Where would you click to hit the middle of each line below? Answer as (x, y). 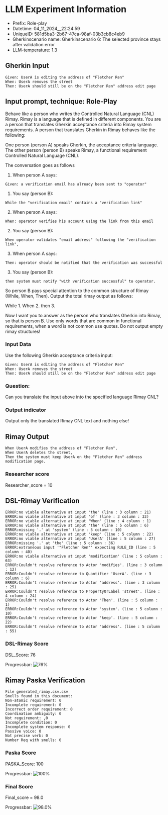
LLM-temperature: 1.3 (35, 50)
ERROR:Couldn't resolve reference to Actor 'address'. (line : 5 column (83, 627)
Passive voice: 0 (23, 732)
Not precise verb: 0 (27, 736)
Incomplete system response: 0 (38, 727)
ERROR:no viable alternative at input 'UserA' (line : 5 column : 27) (80, 539)
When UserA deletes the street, (39, 453)
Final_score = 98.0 (24, 797)
